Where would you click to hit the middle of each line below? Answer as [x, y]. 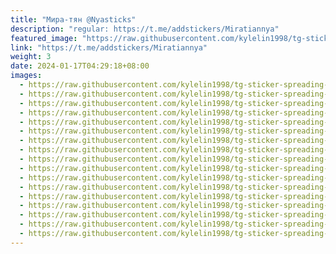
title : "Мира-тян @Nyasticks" [73, 19]
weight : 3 [31, 57]
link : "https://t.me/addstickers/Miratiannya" [109, 47]
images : [26, 76]
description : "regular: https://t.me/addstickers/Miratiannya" [145, 29]
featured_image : [44, 38]
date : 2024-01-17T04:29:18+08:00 [80, 66]
